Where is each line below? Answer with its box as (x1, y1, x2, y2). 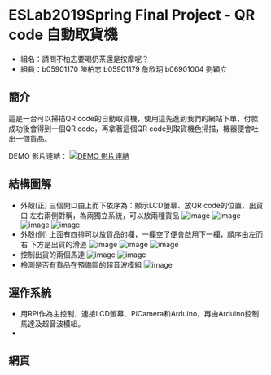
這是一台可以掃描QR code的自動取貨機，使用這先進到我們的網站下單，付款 (8, 113, 259, 123)
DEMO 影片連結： (8, 150, 68, 160)
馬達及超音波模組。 (20, 319, 85, 329)
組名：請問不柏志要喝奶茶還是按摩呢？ (20, 54, 149, 63)
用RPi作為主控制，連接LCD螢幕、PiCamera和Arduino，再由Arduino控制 (20, 309, 260, 319)
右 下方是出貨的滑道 (20, 239, 87, 249)
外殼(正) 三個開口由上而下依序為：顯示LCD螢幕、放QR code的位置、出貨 (20, 200, 264, 210)
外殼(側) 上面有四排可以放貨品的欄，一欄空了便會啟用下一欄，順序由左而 (20, 229, 263, 239)
